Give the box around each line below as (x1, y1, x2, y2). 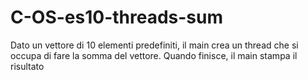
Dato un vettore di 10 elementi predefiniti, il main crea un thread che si (10, 39, 299, 51)
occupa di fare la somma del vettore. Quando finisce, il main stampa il (10, 49, 298, 61)
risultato (10, 60, 45, 72)
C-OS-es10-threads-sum (10, 6, 224, 29)
